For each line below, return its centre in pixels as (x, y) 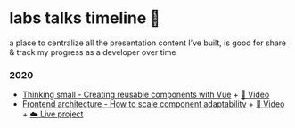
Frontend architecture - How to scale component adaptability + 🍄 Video (153, 104)
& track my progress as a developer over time (93, 52)
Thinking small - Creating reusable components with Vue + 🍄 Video (146, 95)
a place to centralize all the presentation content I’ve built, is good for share (148, 43)
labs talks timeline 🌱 (85, 18)
